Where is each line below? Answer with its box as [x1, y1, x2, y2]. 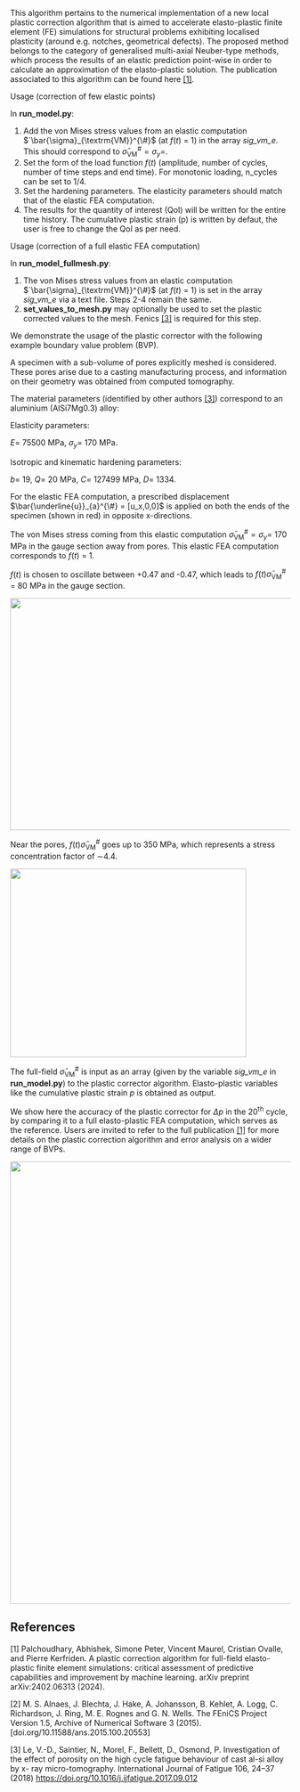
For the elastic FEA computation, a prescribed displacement [10, 492, 230, 502]
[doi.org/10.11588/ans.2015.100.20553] [10, 1727, 150, 1738]
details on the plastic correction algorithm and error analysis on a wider [10, 1135, 272, 1145]
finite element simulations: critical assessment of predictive [36, 1662, 255, 1673]
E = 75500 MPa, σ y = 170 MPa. [10, 437, 118, 451]
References [10, 1620, 76, 1635]
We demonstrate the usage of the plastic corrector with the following [10, 330, 263, 341]
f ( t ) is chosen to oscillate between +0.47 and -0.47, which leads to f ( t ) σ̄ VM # [10, 567, 287, 582]
